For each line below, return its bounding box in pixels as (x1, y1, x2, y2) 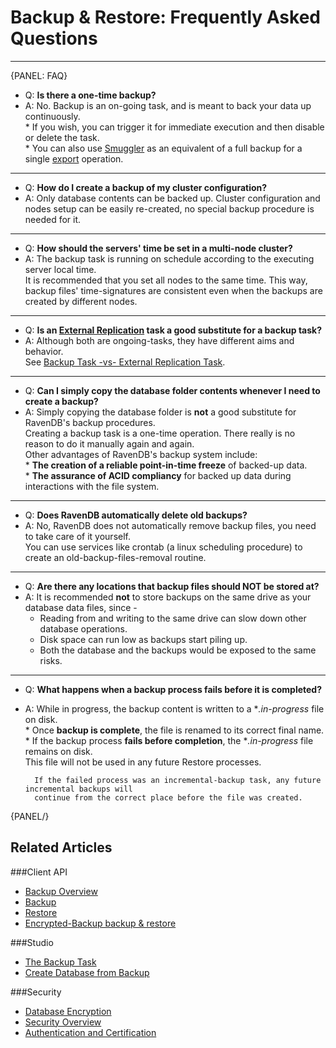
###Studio (10, 936, 54, 948)
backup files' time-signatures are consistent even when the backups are (24, 284, 323, 296)
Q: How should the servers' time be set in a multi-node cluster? (24, 242, 293, 254)
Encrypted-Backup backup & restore (24, 917, 177, 929)
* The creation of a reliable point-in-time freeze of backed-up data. (24, 459, 308, 471)
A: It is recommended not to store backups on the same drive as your (24, 591, 312, 603)
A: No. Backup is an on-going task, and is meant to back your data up (24, 99, 312, 111)
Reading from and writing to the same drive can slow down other (39, 612, 307, 624)
